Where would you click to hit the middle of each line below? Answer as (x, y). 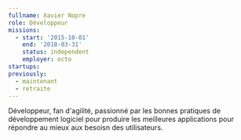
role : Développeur (38, 23)
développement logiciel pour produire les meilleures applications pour (121, 120)
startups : (24, 67)
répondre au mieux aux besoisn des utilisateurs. (86, 127)
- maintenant (37, 81)
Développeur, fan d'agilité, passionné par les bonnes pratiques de (115, 111)
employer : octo (47, 60)
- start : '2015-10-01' (52, 37)
